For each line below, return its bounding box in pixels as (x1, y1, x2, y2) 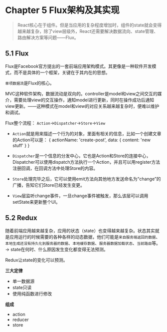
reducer (12, 317, 29, 323)
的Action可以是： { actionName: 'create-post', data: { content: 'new (12, 137, 151, 143)
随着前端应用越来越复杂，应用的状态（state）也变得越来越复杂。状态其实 (5, 228, 156, 234)
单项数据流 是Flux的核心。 (5, 80, 55, 86)
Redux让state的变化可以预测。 (5, 257, 68, 263)
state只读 (12, 284, 32, 290)
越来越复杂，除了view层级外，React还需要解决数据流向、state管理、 (17, 28, 159, 34)
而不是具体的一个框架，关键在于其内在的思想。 (13, 69, 110, 75)
